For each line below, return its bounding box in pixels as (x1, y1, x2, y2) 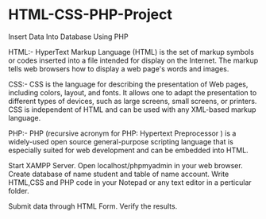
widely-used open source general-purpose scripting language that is (8, 136, 234, 146)
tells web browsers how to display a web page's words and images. (8, 63, 229, 73)
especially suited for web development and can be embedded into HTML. (8, 145, 249, 155)
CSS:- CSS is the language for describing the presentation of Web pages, (8, 79, 249, 89)
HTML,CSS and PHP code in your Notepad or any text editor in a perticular (8, 177, 252, 187)
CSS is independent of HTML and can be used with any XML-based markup (8, 105, 256, 114)
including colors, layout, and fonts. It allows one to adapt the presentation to (8, 87, 257, 97)
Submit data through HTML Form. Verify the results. (8, 201, 178, 211)
